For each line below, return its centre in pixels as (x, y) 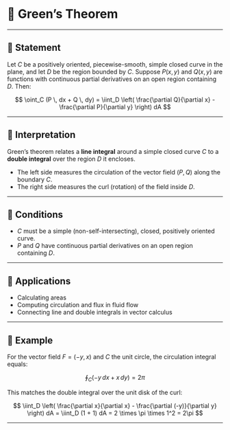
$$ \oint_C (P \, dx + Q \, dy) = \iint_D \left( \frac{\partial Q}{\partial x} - (115, 100)
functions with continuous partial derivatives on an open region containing (112, 79)
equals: (17, 364)
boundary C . (35, 179)
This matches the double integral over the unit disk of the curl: (95, 392)
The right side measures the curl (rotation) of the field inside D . (106, 186)
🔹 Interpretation (41, 135)
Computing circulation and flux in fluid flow (78, 305)
